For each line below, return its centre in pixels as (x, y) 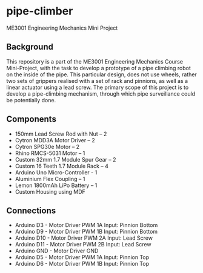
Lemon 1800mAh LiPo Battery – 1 (56, 185)
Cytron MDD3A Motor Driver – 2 (55, 140)
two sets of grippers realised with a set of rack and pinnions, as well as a (97, 81)
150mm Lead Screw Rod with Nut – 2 (61, 134)
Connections (31, 210)
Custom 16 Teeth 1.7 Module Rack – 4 (62, 166)
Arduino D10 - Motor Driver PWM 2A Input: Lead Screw (84, 238)
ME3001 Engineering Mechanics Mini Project (62, 28)
